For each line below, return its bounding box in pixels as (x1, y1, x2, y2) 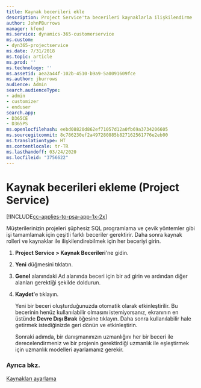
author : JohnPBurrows (6, 20, 61, 26)
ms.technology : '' (6, 64, 52, 71)
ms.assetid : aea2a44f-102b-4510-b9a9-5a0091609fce (6, 70, 136, 77)
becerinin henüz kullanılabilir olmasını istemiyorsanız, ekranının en (14, 308, 179, 316)
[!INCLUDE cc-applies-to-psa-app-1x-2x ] (6, 213, 108, 221)
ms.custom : (6, 37, 34, 43)
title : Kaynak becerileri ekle (6, 8, 85, 15)
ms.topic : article (6, 54, 52, 60)
